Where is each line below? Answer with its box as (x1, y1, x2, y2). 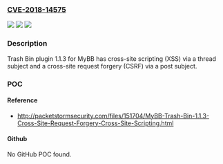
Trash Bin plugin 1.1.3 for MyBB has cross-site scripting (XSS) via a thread (7, 54, 216, 63)
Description (7, 39, 48, 48)
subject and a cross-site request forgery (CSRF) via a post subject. (7, 62, 197, 70)
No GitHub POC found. (7, 150, 72, 158)
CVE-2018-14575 (7, 5, 67, 15)
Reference (7, 96, 38, 104)
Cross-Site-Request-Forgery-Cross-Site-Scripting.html (17, 119, 174, 127)
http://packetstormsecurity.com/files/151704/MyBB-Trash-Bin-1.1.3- (17, 111, 209, 120)
